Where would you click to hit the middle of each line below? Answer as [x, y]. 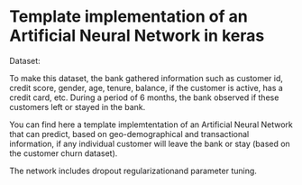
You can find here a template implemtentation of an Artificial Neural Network [151, 125]
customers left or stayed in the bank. [78, 106]
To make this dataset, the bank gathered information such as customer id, [146, 78]
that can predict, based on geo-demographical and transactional [129, 134]
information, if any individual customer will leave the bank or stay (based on [150, 143]
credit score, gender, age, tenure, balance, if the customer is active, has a [146, 88]
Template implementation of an [128, 17]
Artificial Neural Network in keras [137, 36]
